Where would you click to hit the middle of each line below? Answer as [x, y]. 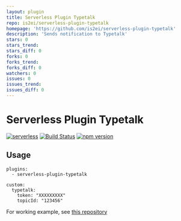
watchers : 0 [21, 73]
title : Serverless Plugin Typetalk [51, 17]
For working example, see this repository [57, 211]
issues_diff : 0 [25, 90]
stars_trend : [23, 46]
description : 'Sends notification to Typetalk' [67, 34]
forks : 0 [17, 56]
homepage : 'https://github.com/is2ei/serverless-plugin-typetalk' [91, 29]
